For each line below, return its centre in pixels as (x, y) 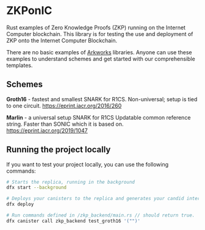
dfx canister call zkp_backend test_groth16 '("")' (73, 221)
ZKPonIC (29, 11)
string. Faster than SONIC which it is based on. (65, 124)
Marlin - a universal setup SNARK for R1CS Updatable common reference (99, 117)
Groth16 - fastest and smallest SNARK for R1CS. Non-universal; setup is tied (102, 99)
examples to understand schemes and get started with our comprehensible (101, 59)
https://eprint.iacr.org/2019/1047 (47, 130)
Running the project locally (59, 150)
